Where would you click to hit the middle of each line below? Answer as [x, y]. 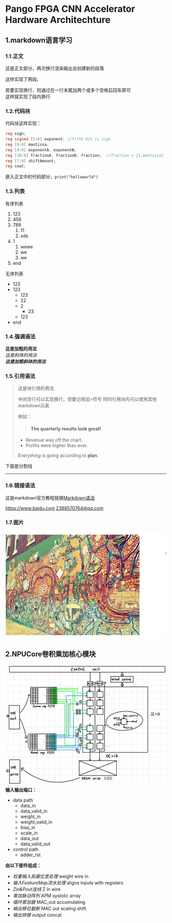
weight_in [30, 816]
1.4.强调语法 [20, 336]
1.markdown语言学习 [39, 40]
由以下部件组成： [23, 865]
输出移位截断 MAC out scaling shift [49, 908]
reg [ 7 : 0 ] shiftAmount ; [31, 161]
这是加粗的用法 [21, 348]
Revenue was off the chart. [54, 440]
